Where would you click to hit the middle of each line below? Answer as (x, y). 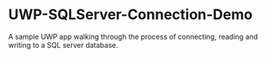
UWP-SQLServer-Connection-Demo (131, 15)
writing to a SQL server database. (63, 44)
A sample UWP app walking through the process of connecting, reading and (133, 37)
